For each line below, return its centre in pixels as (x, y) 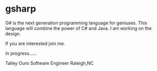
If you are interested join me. (35, 43)
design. (13, 33)
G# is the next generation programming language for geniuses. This (76, 23)
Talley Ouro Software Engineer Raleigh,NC (50, 63)
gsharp (21, 9)
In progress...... (21, 53)
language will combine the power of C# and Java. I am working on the (78, 28)
